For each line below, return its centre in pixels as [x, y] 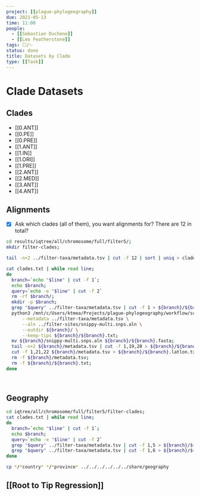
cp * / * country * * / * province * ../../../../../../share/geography [87, 467]
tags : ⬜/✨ [20, 45]
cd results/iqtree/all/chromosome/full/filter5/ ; [69, 242]
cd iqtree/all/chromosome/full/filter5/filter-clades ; [76, 412]
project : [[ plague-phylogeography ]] [51, 12]
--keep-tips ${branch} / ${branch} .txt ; [70, 335]
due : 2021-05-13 [26, 17]
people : [16, 28]
